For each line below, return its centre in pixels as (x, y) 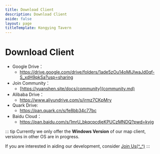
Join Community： (31, 83)
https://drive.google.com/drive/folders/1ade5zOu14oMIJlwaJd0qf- (87, 72)
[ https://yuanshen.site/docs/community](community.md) (77, 89)
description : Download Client (36, 14)
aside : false (18, 19)
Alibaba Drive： (28, 94)
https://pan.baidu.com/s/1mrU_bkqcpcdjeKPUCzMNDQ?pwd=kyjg (87, 122)
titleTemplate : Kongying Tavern (38, 28)
